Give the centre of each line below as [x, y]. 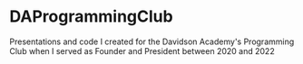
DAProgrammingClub [92, 17]
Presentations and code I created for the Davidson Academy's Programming [152, 41]
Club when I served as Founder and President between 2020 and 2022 [142, 50]
